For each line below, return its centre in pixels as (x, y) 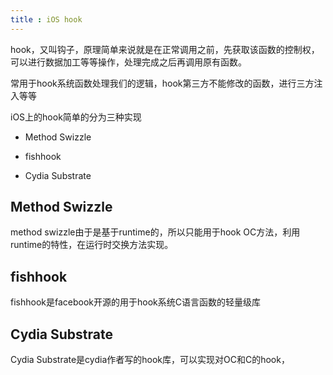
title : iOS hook (46, 19)
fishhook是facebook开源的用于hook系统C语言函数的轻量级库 (135, 302)
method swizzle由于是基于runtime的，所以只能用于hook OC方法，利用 (155, 232)
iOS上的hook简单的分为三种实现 (76, 117)
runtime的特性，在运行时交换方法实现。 (92, 245)
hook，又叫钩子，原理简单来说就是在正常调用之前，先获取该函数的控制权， (165, 49)
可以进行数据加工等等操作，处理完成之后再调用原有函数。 (128, 62)
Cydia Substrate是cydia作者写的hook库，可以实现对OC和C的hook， (150, 360)
